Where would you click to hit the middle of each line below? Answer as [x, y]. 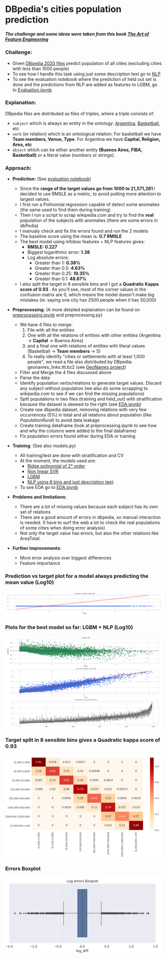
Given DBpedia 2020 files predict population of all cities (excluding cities [87, 63]
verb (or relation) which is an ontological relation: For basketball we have [87, 134]
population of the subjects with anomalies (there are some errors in [89, 220]
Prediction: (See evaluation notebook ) [52, 179]
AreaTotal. [30, 538]
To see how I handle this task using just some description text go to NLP [86, 74]
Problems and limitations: [39, 497]
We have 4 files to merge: [46, 325]
